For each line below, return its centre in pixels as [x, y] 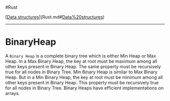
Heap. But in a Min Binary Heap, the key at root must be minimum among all [84, 77]
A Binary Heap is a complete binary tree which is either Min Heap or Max [81, 56]
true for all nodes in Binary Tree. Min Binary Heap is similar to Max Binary [81, 72]
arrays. [13, 93]
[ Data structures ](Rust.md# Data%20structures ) [55, 17]
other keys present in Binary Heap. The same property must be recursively [83, 66]
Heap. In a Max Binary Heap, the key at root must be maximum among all [81, 61]
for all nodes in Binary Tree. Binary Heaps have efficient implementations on [84, 88]
